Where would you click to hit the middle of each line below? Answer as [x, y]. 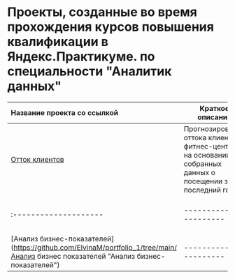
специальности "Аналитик [90, 71]
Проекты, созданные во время [102, 12]
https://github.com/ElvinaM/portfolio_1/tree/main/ [95, 247]
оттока [195, 137]
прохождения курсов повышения [111, 27]
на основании [207, 155]
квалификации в [58, 42]
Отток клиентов [37, 159]
